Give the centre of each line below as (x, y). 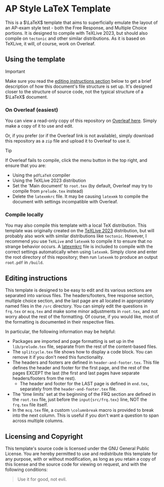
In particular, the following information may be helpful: (60, 331)
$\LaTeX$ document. (27, 97)
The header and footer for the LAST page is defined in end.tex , (84, 384)
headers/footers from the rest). (44, 378)
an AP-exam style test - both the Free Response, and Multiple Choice (76, 27)
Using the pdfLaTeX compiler (41, 175)
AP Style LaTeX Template (58, 9)
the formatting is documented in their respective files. (60, 322)
